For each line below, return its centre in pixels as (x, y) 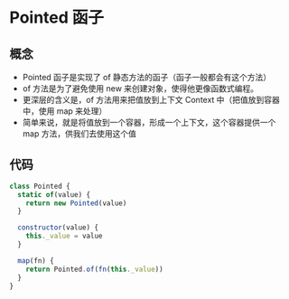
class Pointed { (40, 186)
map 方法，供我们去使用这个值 (79, 134)
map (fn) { (36, 261)
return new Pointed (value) (76, 203)
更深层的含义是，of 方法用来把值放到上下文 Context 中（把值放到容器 (151, 100)
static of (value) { (54, 194)
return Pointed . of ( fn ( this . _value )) (95, 269)
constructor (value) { (58, 228)
